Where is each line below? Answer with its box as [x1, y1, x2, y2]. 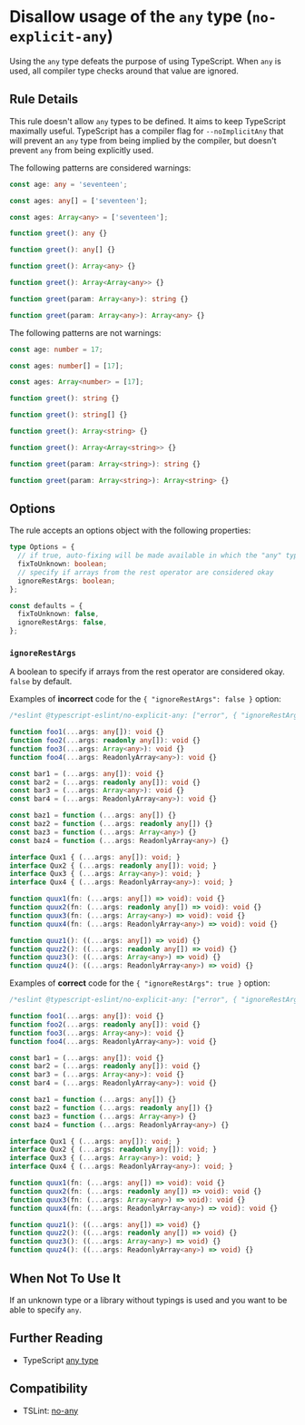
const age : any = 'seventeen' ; [9, 180, 128, 189]
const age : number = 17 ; [9, 345, 103, 354]
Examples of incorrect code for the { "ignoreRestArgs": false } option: [9, 693, 281, 704]
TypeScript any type [22, 1354, 99, 1365]
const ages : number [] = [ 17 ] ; [9, 361, 124, 370]
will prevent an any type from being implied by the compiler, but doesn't [9, 134, 277, 146]
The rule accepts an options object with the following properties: [9, 525, 251, 536]
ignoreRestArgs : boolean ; [17, 576, 116, 585]
